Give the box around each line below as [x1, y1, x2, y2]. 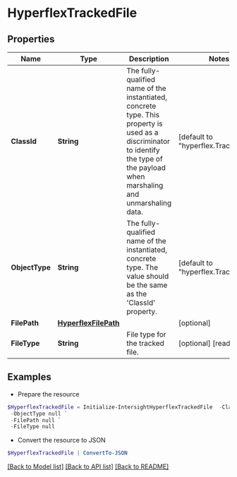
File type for [126, 330, 167, 339]
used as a [126, 128, 159, 137]
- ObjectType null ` [10, 410, 68, 417]
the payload [126, 163, 166, 172]
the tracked [126, 339, 164, 348]
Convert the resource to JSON [17, 436, 106, 445]
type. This [126, 110, 160, 119]
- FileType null [10, 423, 55, 430]
